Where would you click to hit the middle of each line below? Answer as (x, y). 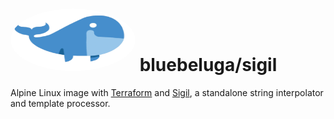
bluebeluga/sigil (208, 65)
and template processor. (60, 103)
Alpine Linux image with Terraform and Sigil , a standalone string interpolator (167, 92)
